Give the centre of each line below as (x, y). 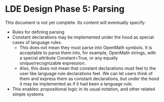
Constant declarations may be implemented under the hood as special (83, 37)
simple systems (28, 94)
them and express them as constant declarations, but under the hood (89, 79)
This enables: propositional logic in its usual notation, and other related (83, 89)
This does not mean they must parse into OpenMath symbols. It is (86, 47)
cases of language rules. (37, 42)
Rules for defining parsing (38, 32)
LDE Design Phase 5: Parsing (65, 9)
